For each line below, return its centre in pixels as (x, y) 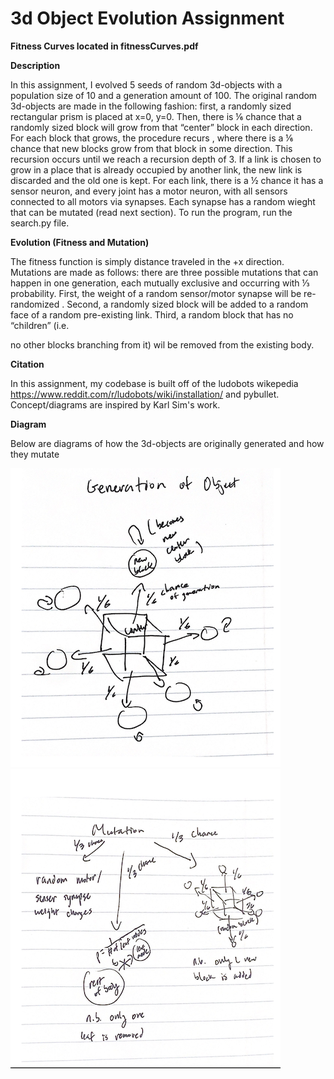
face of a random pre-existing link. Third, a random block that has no (152, 314)
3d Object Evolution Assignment (147, 18)
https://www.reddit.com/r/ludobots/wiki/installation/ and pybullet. (145, 394)
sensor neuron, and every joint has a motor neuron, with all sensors (149, 191)
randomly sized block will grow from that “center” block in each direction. (161, 127)
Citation (27, 364)
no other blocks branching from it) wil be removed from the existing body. (162, 344)
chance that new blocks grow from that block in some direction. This (151, 148)
